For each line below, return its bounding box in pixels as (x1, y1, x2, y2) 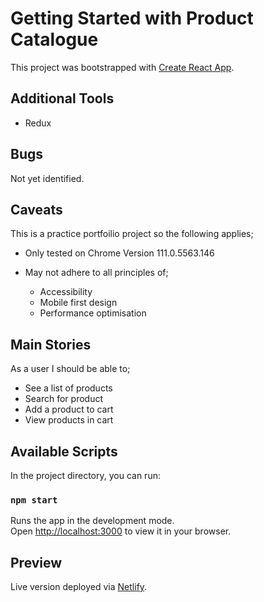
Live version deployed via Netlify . (10, 581, 148, 593)
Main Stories (10, 336, 92, 353)
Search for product (24, 393, 103, 405)
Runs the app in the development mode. (10, 515, 175, 527)
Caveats (10, 201, 63, 218)
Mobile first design (39, 297, 118, 309)
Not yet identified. (10, 172, 85, 184)
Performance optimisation (39, 307, 147, 319)
